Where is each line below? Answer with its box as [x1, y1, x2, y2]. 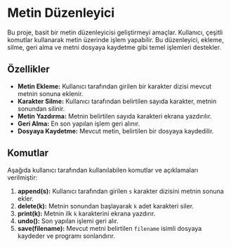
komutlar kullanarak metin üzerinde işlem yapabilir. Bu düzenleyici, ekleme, [7, 35, 224, 44]
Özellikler [7, 63, 51, 75]
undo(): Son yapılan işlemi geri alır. [17, 216, 119, 225]
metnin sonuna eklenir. [17, 89, 84, 98]
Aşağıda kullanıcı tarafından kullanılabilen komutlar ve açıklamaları [7, 166, 199, 174]
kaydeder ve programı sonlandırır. [17, 232, 116, 240]
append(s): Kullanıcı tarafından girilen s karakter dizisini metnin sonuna [17, 187, 225, 195]
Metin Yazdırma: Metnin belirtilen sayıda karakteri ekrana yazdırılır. [17, 112, 212, 120]
